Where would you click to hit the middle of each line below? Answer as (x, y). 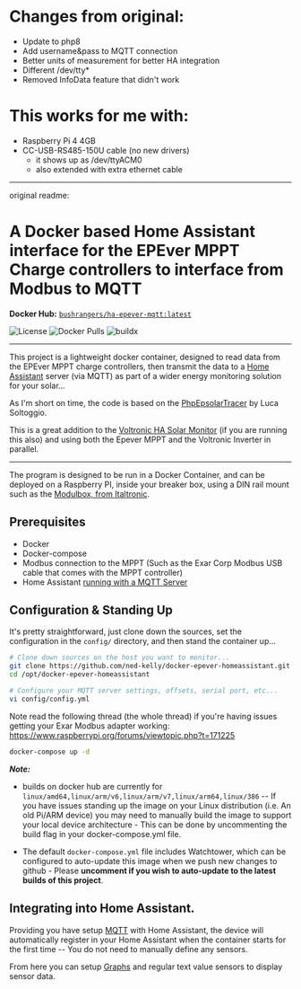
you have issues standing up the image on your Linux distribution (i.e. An (156, 805)
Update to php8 (51, 41)
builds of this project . (63, 880)
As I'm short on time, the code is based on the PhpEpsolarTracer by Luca (144, 402)
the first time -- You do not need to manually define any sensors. (129, 949)
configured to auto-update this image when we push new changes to (150, 861)
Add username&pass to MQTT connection (100, 50)
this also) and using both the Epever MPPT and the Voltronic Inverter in (140, 439)
